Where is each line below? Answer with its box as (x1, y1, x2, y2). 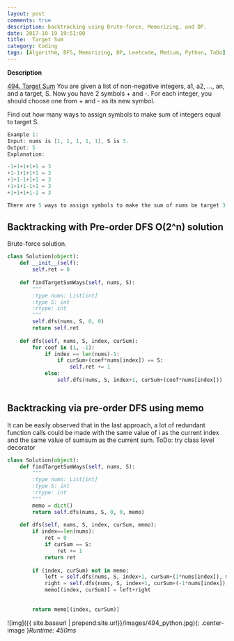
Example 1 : (7, 131, 39, 138)
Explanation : (7, 151, 45, 158)
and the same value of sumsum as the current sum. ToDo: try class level (7, 436, 214, 444)
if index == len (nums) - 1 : (44, 351, 120, 358)
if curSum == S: (44, 541, 92, 548)
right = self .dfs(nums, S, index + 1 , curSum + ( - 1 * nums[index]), (44, 580, 229, 587)
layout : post (7, 10, 45, 17)
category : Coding (7, 43, 58, 50)
